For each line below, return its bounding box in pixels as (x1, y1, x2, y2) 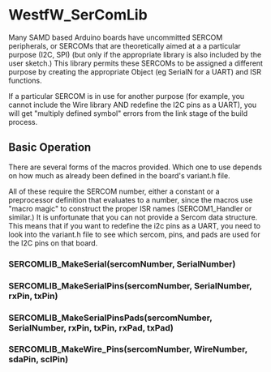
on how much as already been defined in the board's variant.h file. (8, 170, 230, 180)
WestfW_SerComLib (8, 6, 148, 24)
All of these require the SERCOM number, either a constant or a (8, 186, 221, 196)
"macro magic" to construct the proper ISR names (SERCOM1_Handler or (8, 203, 252, 213)
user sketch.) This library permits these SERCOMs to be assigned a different (8, 58, 264, 68)
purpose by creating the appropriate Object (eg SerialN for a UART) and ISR (8, 66, 262, 76)
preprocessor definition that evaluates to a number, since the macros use (8, 195, 253, 204)
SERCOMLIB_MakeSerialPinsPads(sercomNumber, (8, 312, 213, 323)
